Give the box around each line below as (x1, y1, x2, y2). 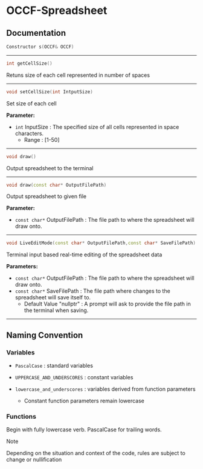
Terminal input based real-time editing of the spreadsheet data (6, 251, 163, 258)
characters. (14, 130, 44, 137)
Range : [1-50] (24, 136, 60, 143)
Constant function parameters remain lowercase (24, 397, 145, 404)
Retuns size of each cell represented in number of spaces (6, 71, 150, 79)
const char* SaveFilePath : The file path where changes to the (14, 287, 170, 294)
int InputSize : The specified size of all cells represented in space (14, 123, 179, 130)
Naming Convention (6, 330, 83, 340)
